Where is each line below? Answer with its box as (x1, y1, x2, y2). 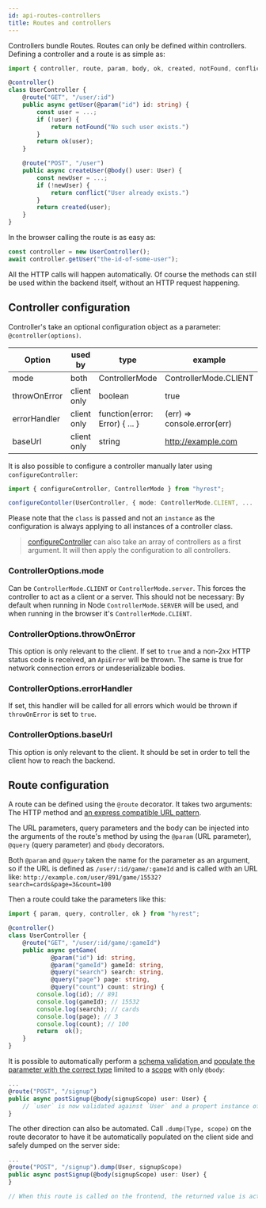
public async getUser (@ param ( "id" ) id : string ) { (22, 101, 190, 109)
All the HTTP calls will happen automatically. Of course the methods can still (8, 269, 257, 279)
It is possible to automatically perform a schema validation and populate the (8, 1057, 256, 1066)
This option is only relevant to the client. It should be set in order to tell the (8, 747, 251, 756)
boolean (98, 390, 129, 401)
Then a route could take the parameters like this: (8, 894, 166, 904)
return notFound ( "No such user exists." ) (50, 123, 190, 131)
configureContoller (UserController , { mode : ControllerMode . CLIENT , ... (8, 499, 253, 507)
